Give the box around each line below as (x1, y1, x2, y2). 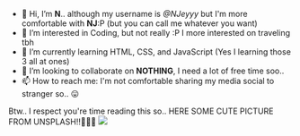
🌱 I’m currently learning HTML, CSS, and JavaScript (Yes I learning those (21, 47, 291, 57)
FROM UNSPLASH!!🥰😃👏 (8, 116, 97, 127)
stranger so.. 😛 (21, 89, 80, 98)
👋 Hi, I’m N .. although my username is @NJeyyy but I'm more (21, 9, 248, 19)
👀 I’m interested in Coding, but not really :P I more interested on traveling (21, 28, 291, 38)
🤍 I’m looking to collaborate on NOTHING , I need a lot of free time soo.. (21, 65, 285, 76)
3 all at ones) (21, 56, 70, 66)
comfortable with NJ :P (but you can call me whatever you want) (21, 18, 258, 29)
